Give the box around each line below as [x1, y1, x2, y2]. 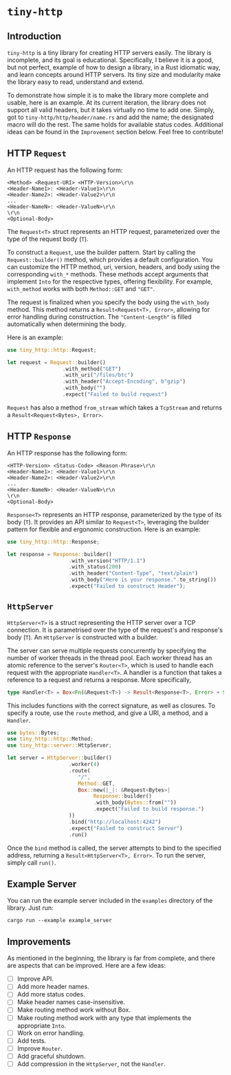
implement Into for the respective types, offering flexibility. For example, [7, 277, 213, 286]
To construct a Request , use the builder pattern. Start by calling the [7, 248, 196, 256]
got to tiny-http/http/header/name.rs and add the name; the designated [7, 113, 214, 121]
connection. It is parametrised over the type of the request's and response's [7, 626, 223, 634]
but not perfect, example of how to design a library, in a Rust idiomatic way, [7, 63, 221, 71]
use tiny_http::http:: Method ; [7, 736, 94, 743]
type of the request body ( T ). [7, 235, 89, 243]
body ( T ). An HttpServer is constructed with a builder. [7, 632, 158, 641]
